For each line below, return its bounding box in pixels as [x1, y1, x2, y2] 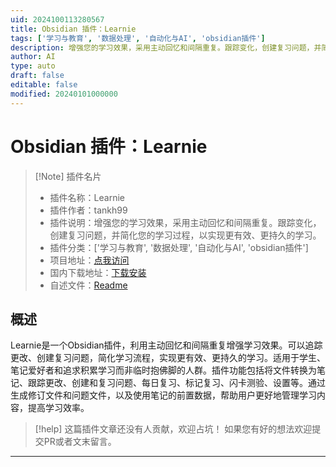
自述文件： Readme [49, 279, 128, 291]
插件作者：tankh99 [49, 204, 128, 216]
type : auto [10, 61, 56, 71]
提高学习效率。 [27, 402, 90, 414]
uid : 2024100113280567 [10, 14, 105, 25]
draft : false [10, 71, 65, 81]
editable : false [10, 80, 78, 90]
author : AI [10, 52, 56, 62]
